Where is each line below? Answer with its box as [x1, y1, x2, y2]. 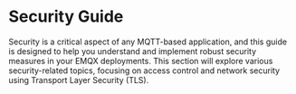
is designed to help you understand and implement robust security [8, 45, 257, 56]
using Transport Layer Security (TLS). [8, 74, 149, 85]
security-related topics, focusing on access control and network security [8, 65, 281, 76]
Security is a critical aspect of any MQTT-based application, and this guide [8, 36, 287, 47]
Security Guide [8, 6, 124, 27]
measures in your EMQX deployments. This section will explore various [8, 55, 273, 66]
